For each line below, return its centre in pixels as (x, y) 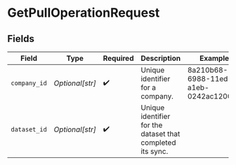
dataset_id (29, 130)
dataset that (160, 134)
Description (160, 58)
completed (158, 143)
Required (118, 58)
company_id (29, 83)
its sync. (154, 151)
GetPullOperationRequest (84, 13)
